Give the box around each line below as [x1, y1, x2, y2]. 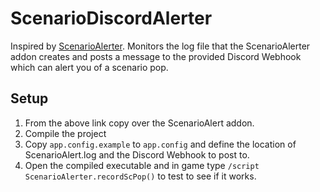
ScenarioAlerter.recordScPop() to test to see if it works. [24, 170, 257, 182]
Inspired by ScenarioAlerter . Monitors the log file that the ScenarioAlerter [10, 40, 311, 52]
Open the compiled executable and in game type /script [24, 159, 260, 171]
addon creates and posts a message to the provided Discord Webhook [10, 50, 302, 62]
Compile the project [24, 127, 107, 139]
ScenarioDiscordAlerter [10, 7, 213, 30]
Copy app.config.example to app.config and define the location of [24, 138, 297, 150]
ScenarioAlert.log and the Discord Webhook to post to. [24, 148, 250, 161]
